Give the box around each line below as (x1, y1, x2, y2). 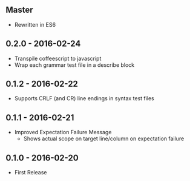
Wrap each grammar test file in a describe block (14, 61, 135, 69)
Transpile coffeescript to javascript (14, 55, 102, 62)
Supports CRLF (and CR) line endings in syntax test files (14, 95, 155, 102)
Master (5, 5, 34, 15)
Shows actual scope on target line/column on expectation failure (23, 135, 185, 142)
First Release (14, 169, 47, 176)
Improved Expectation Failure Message (14, 129, 112, 136)
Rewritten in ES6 (14, 21, 56, 28)
